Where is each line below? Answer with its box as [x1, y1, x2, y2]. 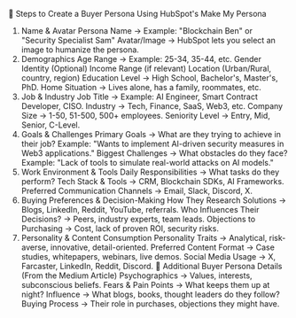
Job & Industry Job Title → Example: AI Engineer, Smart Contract [20, 91, 259, 102]
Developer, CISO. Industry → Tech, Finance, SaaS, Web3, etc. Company [20, 101, 284, 111]
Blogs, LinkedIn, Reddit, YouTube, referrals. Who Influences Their [20, 205, 260, 214]
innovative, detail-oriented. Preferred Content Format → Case [51, 242, 276, 252]
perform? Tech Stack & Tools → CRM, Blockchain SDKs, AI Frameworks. [20, 176, 284, 186]
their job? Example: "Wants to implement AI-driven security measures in [20, 138, 284, 149]
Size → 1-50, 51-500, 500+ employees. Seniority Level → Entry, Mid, [20, 111, 271, 120]
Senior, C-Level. [20, 120, 81, 130]
